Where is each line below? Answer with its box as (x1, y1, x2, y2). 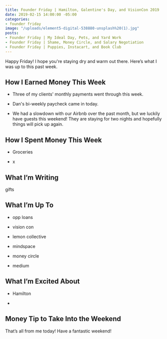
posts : (5, 30, 19, 35)
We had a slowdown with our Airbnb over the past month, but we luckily (12, 110, 161, 116)
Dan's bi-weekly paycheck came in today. (12, 101, 99, 107)
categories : (5, 16, 30, 21)
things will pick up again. (12, 121, 64, 127)
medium (12, 262, 29, 268)
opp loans (12, 214, 33, 220)
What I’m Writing (5, 173, 59, 181)
